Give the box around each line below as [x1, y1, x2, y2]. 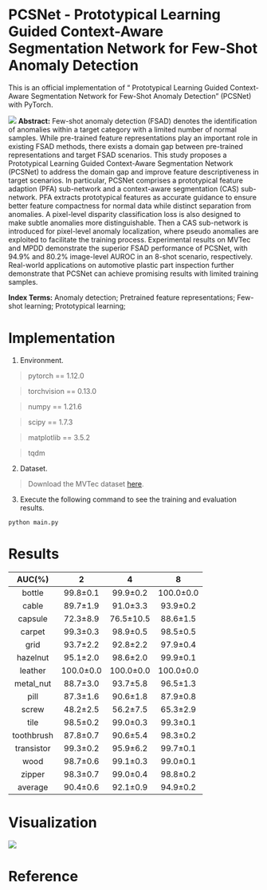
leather [19, 664, 46, 675]
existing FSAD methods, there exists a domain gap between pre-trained [8, 141, 243, 151]
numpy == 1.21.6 [27, 401, 82, 412]
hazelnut [16, 652, 49, 663]
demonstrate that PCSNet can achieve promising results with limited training [8, 269, 259, 278]
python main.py [8, 518, 59, 526]
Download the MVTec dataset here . [27, 478, 145, 488]
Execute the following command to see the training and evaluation [19, 494, 238, 504]
